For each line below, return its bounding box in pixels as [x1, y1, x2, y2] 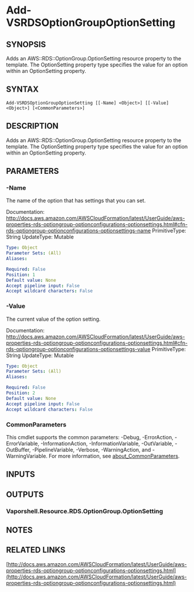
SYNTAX [6, 85, 39, 95]
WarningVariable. [6, 452, 48, 459]
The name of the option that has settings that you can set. [6, 197, 146, 204]
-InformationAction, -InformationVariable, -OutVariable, [40, 440, 174, 447]
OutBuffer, [6, 446, 31, 453]
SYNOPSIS [6, 39, 46, 49]
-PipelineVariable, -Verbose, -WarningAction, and [32, 446, 151, 453]
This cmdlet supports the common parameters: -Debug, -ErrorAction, [6, 433, 174, 440]
